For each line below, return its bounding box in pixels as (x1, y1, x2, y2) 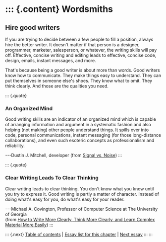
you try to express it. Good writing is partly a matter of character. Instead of (5, 191, 160, 197)
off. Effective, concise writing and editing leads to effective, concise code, (5, 52, 157, 58)
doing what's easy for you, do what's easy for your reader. (5, 196, 125, 202)
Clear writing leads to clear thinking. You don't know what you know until (5, 185, 154, 192)
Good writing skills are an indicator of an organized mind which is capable (5, 116, 156, 122)
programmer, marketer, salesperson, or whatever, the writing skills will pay (5, 47, 157, 53)
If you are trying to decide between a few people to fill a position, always (5, 36, 154, 42)
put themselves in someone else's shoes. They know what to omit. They (5, 78, 153, 83)
